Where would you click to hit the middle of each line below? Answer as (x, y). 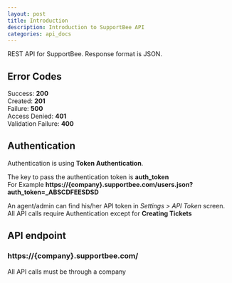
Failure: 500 (25, 109)
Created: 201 (26, 101)
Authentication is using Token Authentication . (75, 163)
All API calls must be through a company (67, 272)
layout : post (27, 14)
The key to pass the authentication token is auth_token (88, 177)
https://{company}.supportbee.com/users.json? (119, 184)
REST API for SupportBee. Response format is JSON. (85, 54)
